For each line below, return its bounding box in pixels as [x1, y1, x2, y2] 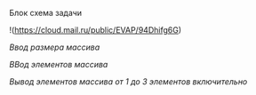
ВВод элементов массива [9, 59, 108, 69]
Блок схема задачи [9, 8, 83, 18]
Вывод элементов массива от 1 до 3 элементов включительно [9, 76, 248, 87]
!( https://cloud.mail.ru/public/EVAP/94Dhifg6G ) [9, 25, 182, 35]
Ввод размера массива [9, 42, 100, 52]
